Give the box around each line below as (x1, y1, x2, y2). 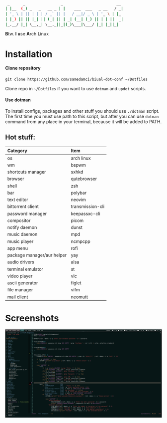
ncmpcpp (71, 238, 90, 244)
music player (7, 238, 34, 244)
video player (7, 273, 33, 279)
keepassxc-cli (71, 211, 100, 216)
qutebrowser (71, 176, 97, 182)
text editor (7, 197, 28, 203)
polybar (71, 190, 87, 196)
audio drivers (7, 259, 35, 265)
